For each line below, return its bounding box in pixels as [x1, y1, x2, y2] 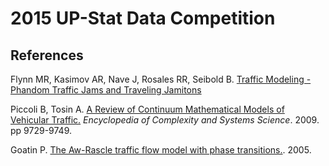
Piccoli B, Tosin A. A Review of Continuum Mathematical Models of [10, 103, 285, 115]
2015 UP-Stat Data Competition [10, 7, 276, 30]
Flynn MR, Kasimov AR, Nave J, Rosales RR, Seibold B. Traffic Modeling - [10, 73, 312, 85]
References [10, 47, 84, 64]
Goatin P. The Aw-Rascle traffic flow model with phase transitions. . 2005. [10, 144, 312, 156]
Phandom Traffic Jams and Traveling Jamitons [10, 84, 202, 96]
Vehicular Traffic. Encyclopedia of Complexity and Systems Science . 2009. [10, 114, 320, 126]
